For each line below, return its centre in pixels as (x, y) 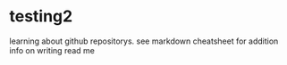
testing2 (41, 16)
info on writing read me (52, 50)
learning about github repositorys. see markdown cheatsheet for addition (144, 41)
